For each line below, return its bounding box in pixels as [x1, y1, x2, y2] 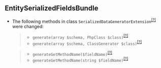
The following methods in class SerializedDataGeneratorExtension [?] [12, 17, 156, 24]
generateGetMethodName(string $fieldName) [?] [32, 56, 128, 63]
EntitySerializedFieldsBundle [5, 4, 99, 13]
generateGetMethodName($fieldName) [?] [32, 50, 113, 57]
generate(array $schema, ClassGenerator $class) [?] [32, 40, 142, 46]
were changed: [12, 24, 44, 30]
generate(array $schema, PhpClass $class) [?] [32, 33, 128, 40]
